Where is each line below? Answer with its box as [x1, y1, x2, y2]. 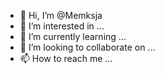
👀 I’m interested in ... [19, 20, 105, 32]
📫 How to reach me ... [19, 53, 113, 64]
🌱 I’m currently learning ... [19, 31, 127, 42]
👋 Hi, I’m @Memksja [19, 10, 103, 21]
